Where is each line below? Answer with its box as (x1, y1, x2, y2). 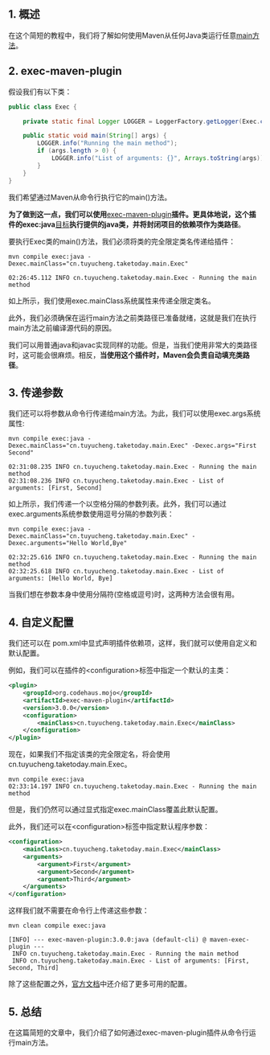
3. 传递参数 (8, 385, 63, 400)
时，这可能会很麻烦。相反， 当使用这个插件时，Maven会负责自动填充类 (8, 350, 243, 359)
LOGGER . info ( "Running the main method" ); (37, 139, 178, 147)
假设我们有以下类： (8, 87, 72, 96)
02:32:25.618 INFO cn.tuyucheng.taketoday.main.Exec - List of (8, 568, 225, 576)
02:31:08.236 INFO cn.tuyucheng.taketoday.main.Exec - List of (8, 477, 225, 485)
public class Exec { (8, 103, 78, 111)
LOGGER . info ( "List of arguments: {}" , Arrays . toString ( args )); (51, 154, 268, 162)
